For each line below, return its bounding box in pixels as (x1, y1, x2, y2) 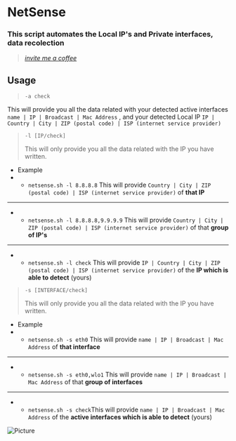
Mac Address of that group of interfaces (27, 378, 143, 386)
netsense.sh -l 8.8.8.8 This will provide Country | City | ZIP (27, 180, 211, 190)
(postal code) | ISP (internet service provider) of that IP (27, 188, 205, 197)
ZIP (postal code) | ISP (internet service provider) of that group (27, 223, 229, 232)
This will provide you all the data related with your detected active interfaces (7, 105, 228, 114)
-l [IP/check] (24, 133, 66, 140)
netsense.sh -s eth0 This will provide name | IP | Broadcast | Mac (27, 335, 224, 344)
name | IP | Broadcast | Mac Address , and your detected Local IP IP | (7, 113, 215, 121)
